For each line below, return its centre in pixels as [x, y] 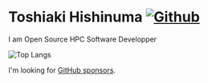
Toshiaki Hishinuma [75, 17]
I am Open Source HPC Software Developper [83, 39]
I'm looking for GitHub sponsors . [62, 70]
